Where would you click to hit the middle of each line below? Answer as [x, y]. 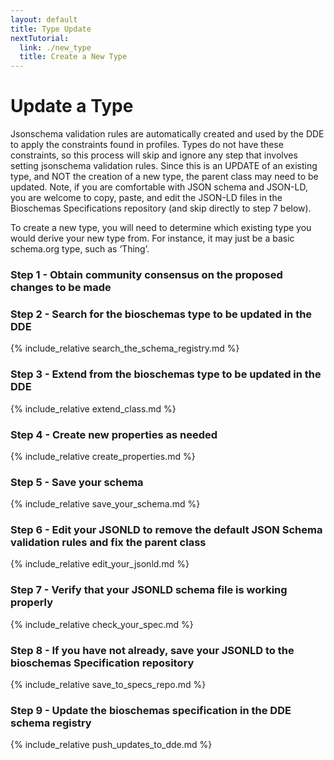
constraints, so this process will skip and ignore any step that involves [154, 155]
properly [32, 603]
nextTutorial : [40, 38]
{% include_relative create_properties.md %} [103, 456]
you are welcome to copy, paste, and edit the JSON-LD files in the [146, 198]
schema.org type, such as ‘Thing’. [80, 249]
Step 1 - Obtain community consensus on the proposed [146, 274]
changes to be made [61, 287]
